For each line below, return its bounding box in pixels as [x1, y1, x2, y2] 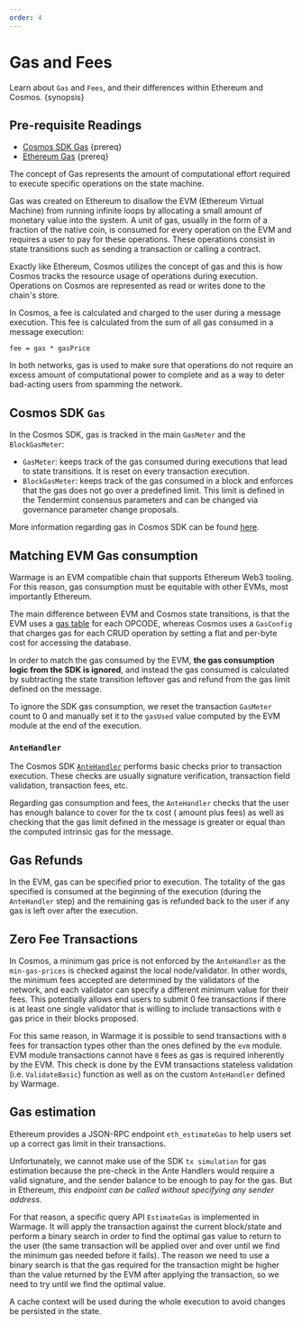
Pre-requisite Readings [9, 117, 142, 133]
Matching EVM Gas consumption [9, 548, 198, 563]
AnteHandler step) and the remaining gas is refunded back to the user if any [9, 895, 290, 907]
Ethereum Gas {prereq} [22, 151, 110, 162]
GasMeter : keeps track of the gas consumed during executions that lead [22, 457, 288, 468]
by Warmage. [9, 1078, 59, 1089]
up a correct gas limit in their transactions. [9, 1138, 167, 1149]
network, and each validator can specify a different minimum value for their [9, 984, 289, 995]
